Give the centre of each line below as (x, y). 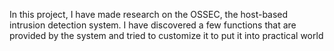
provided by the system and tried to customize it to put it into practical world (166, 35)
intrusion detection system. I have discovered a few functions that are (153, 25)
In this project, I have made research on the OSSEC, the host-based (149, 14)
